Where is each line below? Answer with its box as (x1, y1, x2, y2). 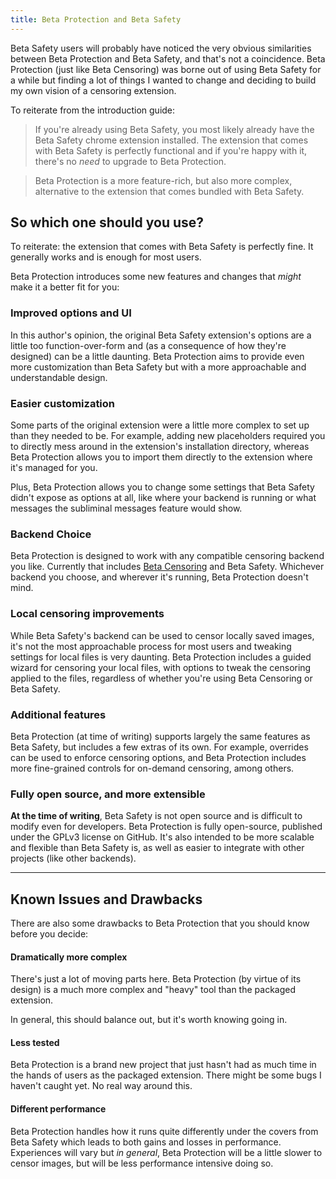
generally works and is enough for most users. (10, 251, 202, 263)
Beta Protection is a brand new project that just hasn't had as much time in (10, 1059, 317, 1071)
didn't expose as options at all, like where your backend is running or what (10, 492, 317, 504)
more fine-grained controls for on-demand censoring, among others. (10, 762, 295, 774)
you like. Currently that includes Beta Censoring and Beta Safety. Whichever (10, 561, 325, 573)
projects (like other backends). (10, 852, 137, 865)
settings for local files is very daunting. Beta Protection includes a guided (10, 651, 312, 663)
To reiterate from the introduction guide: (10, 104, 176, 116)
